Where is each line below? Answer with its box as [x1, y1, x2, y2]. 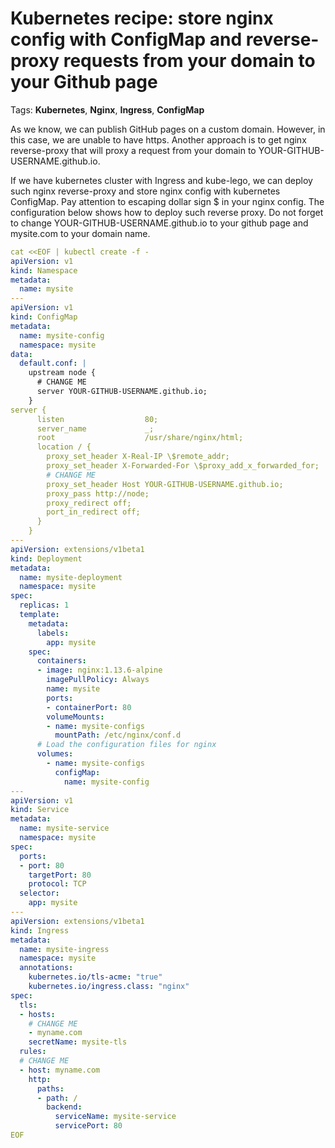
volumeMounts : [46, 712, 105, 722]
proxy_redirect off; [46, 498, 132, 508]
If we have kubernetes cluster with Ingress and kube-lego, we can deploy [10, 174, 313, 186]
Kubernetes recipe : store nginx [10, 7, 274, 30]
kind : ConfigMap [10, 312, 78, 322]
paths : [36, 1083, 65, 1094]
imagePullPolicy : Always [46, 675, 150, 685]
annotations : [19, 963, 74, 973]
